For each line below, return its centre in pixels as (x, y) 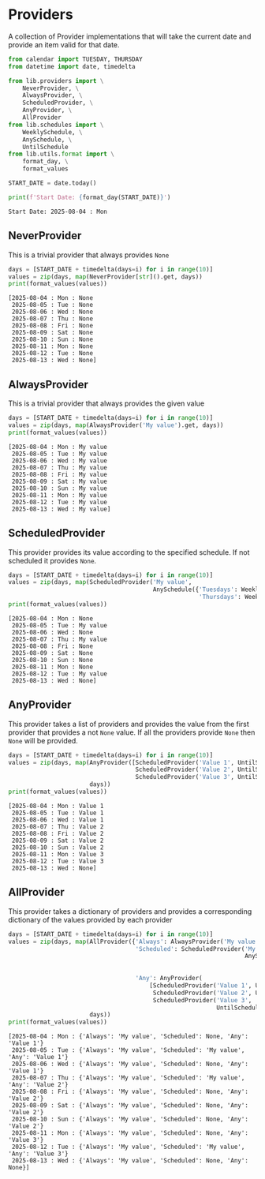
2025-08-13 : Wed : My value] (61, 509)
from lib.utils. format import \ (61, 154)
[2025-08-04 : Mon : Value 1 (56, 806)
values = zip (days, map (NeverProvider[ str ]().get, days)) (105, 277)
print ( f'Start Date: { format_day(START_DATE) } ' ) (90, 197)
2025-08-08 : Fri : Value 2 (58, 833)
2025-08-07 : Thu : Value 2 (58, 826)
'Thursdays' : (220, 597)
